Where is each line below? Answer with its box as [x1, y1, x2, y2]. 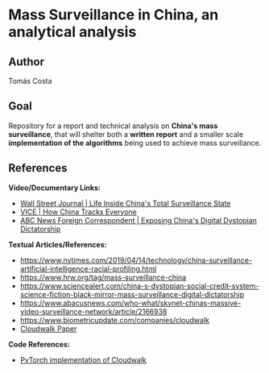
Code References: [8, 339, 70, 349]
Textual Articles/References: [8, 239, 107, 249]
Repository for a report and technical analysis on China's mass [8, 121, 218, 131]
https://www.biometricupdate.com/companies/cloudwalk [19, 315, 209, 325]
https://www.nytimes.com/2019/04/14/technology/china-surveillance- [19, 255, 252, 265]
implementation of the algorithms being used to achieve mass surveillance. [8, 138, 262, 147]
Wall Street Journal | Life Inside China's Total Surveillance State [19, 198, 231, 208]
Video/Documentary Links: [8, 183, 101, 193]
